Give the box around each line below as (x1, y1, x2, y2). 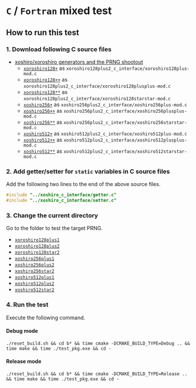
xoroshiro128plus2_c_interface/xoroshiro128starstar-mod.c (23, 96, 171, 102)
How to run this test (6, 28, 79, 38)
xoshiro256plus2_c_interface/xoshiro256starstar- (63, 119, 188, 126)
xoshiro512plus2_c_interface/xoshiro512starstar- (63, 149, 188, 154)
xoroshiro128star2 (14, 249, 60, 256)
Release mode (6, 358, 42, 365)
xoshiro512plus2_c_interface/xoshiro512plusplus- (63, 137, 188, 143)
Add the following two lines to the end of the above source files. (6, 181, 161, 188)
